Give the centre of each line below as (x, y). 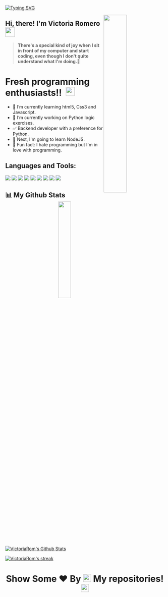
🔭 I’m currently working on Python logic (53, 117)
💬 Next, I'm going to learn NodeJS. (48, 139)
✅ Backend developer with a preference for (58, 128)
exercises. (23, 123)
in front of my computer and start (53, 50)
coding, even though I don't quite (53, 56)
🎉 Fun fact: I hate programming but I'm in (55, 144)
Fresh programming (47, 82)
